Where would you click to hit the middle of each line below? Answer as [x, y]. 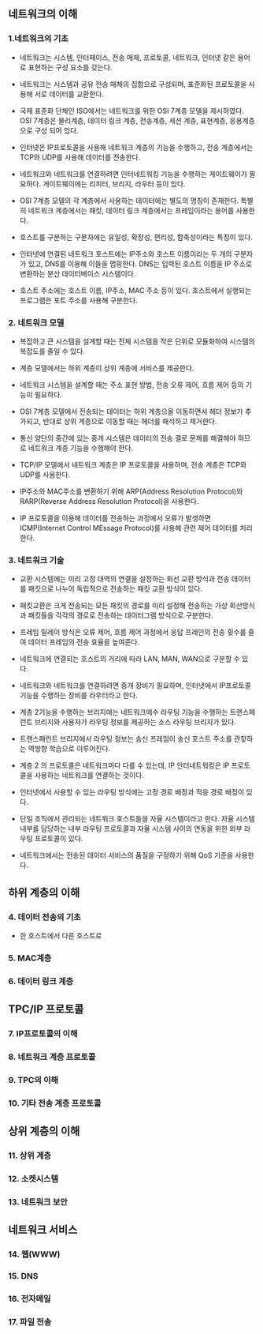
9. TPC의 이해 [33, 1080]
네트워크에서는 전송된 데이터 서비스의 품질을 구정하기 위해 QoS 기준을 [126, 855]
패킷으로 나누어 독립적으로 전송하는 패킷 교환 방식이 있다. [115, 589]
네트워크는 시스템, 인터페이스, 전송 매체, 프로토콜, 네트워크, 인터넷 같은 [128, 57]
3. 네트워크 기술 [36, 560]
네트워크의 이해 [43, 14]
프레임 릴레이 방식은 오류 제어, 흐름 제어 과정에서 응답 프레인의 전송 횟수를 [133, 632]
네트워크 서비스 [43, 1230]
